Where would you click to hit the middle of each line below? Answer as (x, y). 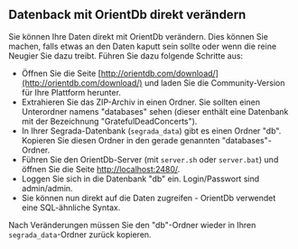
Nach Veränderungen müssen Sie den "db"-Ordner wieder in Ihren (132, 225)
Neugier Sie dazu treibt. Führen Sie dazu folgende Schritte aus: (126, 55)
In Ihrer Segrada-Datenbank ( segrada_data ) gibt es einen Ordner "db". (151, 131)
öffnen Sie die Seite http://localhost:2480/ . (101, 169)
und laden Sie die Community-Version (214, 83)
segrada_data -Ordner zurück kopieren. (80, 235)
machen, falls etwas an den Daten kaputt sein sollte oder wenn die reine (143, 46)
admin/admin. (47, 188)
